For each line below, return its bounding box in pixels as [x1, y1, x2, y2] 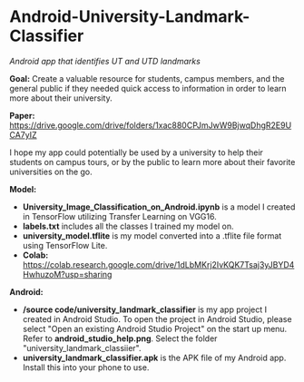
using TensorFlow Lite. [22, 240, 108, 250]
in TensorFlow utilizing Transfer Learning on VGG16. [22, 211, 218, 221]
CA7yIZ [9, 129, 38, 140]
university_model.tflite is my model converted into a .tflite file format [22, 230, 282, 241]
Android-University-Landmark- [9, 6, 250, 27]
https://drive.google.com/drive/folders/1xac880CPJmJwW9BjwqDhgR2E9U [9, 120, 292, 131]
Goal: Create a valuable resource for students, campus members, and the [9, 73, 285, 83]
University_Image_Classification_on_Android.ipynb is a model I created [22, 201, 296, 212]
